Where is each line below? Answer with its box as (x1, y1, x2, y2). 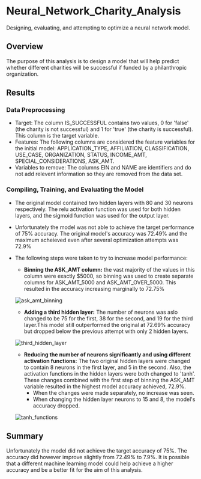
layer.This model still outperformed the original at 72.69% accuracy (23, 321, 191, 328)
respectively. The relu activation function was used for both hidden (14, 206, 181, 213)
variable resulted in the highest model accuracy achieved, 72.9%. (23, 383, 186, 390)
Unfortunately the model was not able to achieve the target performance (14, 224, 194, 231)
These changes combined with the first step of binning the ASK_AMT (23, 376, 195, 383)
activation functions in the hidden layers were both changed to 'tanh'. (23, 370, 196, 377)
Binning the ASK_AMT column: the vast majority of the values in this (23, 266, 195, 273)
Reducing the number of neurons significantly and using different (23, 350, 191, 358)
